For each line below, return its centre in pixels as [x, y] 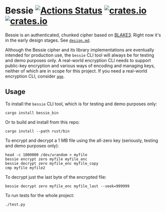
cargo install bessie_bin [32, 113]
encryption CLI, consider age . [35, 76]
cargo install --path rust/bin [37, 131]
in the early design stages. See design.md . [48, 40]
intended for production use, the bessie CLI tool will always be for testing [80, 55]
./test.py [15, 204]
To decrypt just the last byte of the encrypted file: [56, 177]
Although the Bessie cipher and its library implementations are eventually [80, 50]
